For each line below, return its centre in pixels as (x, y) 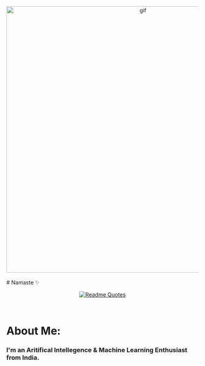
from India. (23, 357)
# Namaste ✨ (23, 282)
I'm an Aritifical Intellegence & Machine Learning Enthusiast (97, 350)
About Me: (34, 331)
